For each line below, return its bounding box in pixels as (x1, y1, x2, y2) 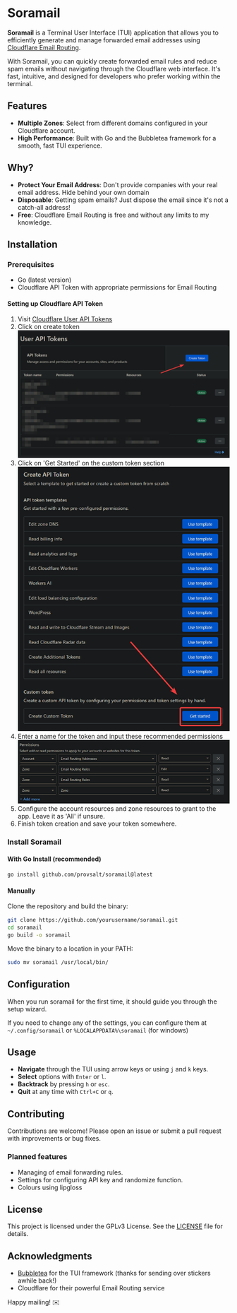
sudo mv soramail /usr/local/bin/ (7, 958, 109, 966)
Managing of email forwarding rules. (17, 1168, 123, 1177)
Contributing (7, 1107, 65, 1120)
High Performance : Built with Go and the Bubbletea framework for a (17, 133, 217, 142)
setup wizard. (7, 1004, 47, 1013)
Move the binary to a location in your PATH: (7, 944, 133, 953)
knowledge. (17, 218, 52, 227)
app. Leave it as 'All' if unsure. (17, 812, 106, 821)
